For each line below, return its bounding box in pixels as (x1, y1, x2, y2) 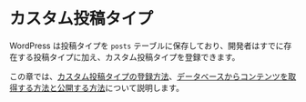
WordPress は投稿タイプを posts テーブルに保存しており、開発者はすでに (9, 40, 284, 51)
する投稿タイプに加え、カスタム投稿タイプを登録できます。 (16, 51, 240, 62)
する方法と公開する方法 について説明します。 (16, 82, 185, 93)
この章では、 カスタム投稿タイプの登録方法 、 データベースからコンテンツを (9, 70, 289, 82)
